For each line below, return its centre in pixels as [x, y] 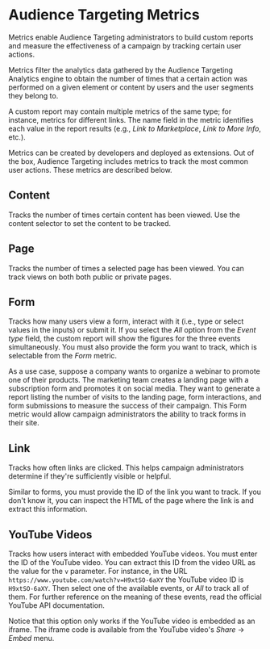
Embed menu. [31, 638]
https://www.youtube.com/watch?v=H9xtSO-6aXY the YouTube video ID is [126, 580]
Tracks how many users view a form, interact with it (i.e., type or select [126, 321]
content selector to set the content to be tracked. [90, 223]
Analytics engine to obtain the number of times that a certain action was [128, 78]
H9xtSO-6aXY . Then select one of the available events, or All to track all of [129, 588]
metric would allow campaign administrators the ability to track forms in [127, 414]
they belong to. [33, 95]
